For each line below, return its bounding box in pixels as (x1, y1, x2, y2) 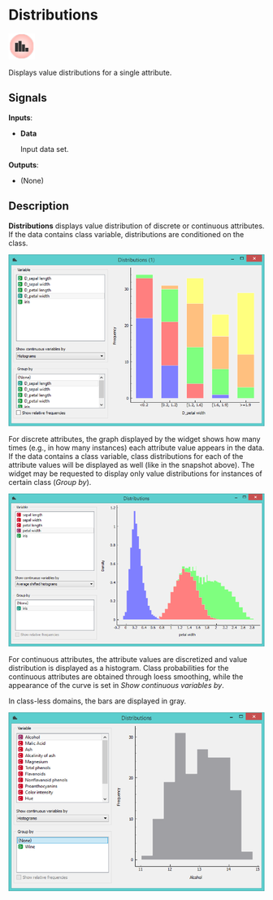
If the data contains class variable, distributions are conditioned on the (8, 229, 245, 239)
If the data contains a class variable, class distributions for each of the (8, 452, 244, 461)
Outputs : (8, 160, 39, 170)
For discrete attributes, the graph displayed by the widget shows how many (8, 435, 261, 444)
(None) (19, 175, 45, 185)
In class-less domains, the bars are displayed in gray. (8, 696, 187, 706)
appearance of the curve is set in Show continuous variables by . (8, 681, 225, 690)
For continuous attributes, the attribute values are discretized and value (8, 655, 248, 664)
